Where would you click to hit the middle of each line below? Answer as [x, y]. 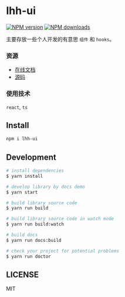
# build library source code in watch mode [60, 219]
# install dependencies [35, 171]
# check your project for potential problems [62, 251]
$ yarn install [25, 176]
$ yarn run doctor [28, 256]
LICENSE [23, 274]
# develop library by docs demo [45, 187]
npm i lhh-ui [22, 139]
